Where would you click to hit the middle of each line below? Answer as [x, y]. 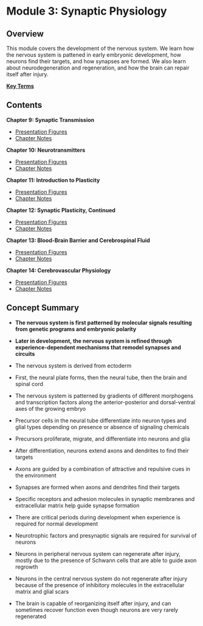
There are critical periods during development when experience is [98, 517]
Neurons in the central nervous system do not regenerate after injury [101, 578]
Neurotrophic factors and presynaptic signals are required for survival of [106, 535]
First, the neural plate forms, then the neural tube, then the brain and [101, 377]
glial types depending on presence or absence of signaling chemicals [102, 427]
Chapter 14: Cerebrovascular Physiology [59, 270]
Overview [25, 34]
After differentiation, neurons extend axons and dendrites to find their [102, 450]
